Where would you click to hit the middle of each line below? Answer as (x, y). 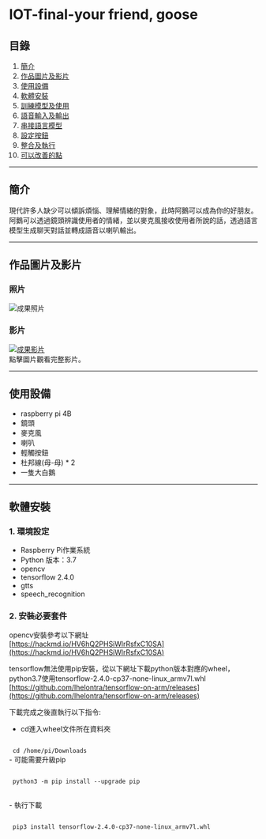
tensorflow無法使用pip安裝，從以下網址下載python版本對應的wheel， (122, 668)
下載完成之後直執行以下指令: (55, 712)
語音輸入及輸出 (45, 115)
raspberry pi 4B (46, 414)
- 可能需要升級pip (37, 759)
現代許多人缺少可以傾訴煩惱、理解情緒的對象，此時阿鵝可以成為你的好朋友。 (133, 210)
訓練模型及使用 (45, 106)
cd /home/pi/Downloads (50, 750)
